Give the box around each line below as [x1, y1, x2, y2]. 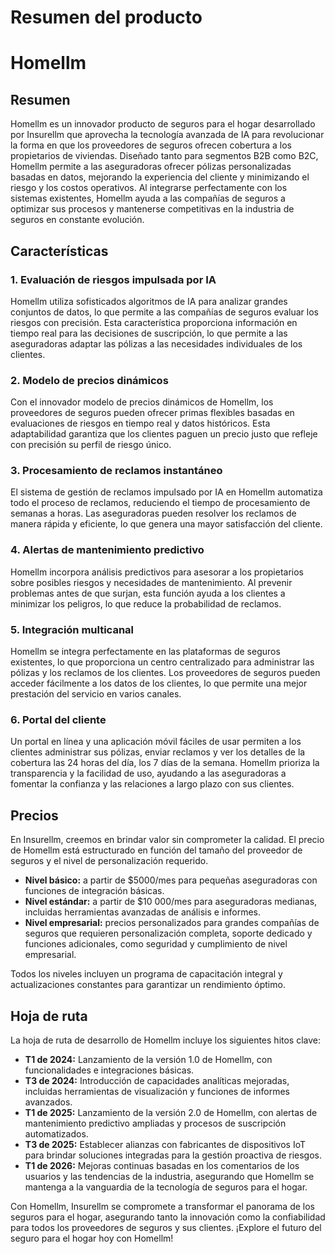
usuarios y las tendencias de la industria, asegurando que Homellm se [24, 1170, 315, 1182]
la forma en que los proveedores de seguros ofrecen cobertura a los [10, 139, 292, 151]
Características [10, 242, 109, 260]
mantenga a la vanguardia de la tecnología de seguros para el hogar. [24, 1181, 308, 1193]
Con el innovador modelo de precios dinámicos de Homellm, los [10, 396, 274, 408]
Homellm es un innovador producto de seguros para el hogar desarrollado [10, 118, 316, 130]
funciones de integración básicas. [24, 885, 165, 897]
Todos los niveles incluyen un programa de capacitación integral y [10, 968, 283, 980]
